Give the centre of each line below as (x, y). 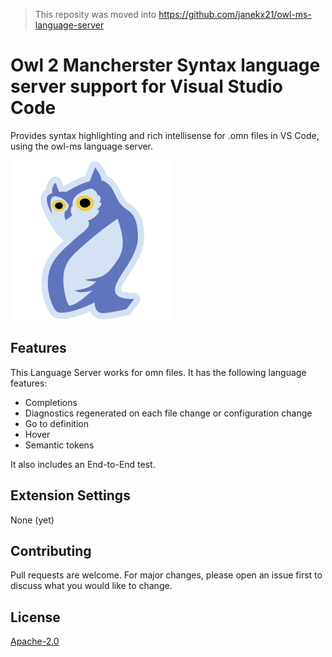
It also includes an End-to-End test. (83, 464)
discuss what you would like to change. (91, 586)
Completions (51, 402)
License (35, 617)
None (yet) (32, 520)
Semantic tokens (59, 445)
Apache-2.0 (35, 641)
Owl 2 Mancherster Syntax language (165, 65)
